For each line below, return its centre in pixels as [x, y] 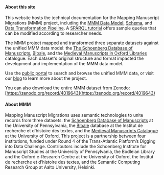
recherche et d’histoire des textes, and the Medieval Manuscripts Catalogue [82, 131]
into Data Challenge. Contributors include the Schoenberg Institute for [76, 147]
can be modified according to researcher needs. [54, 33]
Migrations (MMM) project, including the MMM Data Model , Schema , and [79, 23]
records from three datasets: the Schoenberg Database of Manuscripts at [79, 121]
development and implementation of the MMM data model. [64, 64]
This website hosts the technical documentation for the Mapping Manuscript [82, 18]
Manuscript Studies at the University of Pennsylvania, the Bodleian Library [80, 151]
